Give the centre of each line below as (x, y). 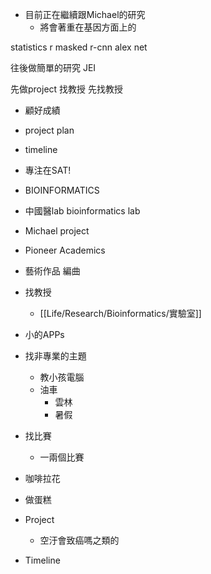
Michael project (57, 231)
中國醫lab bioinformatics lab (82, 211)
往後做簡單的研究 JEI (53, 67)
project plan (49, 130)
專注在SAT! (48, 170)
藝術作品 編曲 (52, 271)
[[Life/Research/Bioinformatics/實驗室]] (120, 313)
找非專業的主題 (55, 356)
